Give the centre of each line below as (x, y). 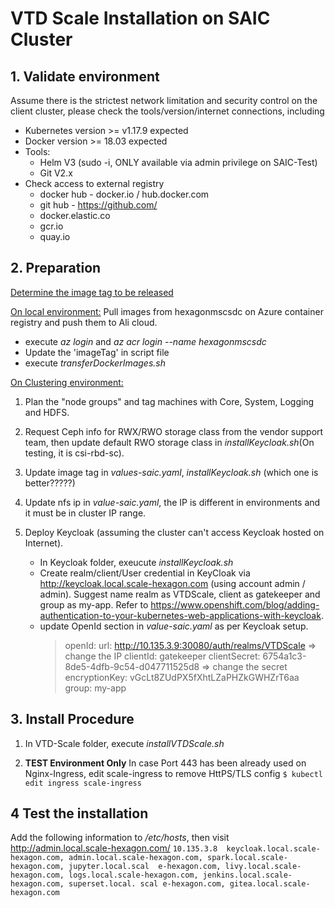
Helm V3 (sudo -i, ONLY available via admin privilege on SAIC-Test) (178, 162)
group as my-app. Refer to (94, 604)
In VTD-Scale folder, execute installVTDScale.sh (124, 743)
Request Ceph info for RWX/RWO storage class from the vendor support (174, 431)
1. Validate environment (85, 76)
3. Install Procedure (72, 719)
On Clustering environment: (67, 382)
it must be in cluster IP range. (85, 513)
